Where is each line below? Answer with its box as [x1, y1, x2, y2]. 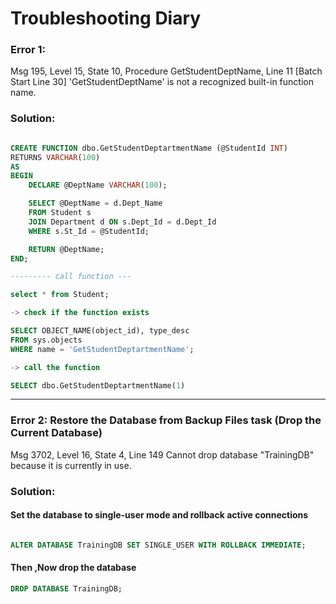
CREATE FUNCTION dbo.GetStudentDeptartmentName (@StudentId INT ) [10, 143, 288, 153]
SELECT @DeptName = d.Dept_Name [28, 198, 163, 209]
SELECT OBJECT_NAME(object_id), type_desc [10, 326, 190, 336]
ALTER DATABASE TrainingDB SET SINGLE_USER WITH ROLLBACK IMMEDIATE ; [10, 540, 307, 550]
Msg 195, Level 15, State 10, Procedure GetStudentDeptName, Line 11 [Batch [10, 65, 323, 77]
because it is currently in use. [10, 459, 132, 471]
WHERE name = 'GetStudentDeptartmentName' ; [10, 344, 195, 354]
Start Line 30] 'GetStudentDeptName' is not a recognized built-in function [10, 76, 314, 88]
